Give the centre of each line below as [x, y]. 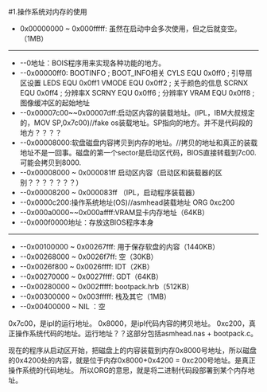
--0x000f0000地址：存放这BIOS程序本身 [87, 222]
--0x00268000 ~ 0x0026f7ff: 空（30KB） [89, 257]
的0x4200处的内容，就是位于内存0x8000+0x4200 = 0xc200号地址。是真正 [132, 360]
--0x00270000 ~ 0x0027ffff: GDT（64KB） [91, 276]
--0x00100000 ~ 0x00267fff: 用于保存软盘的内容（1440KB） [120, 247]
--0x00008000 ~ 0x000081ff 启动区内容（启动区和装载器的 [118, 172]
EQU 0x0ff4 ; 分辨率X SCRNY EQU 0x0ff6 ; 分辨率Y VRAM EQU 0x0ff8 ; [137, 93]
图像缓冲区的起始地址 [54, 103]
